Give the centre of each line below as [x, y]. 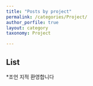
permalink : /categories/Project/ [47, 17]
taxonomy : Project [28, 33]
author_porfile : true [32, 22]
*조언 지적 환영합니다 [30, 77]
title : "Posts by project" [39, 11]
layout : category [27, 28]
